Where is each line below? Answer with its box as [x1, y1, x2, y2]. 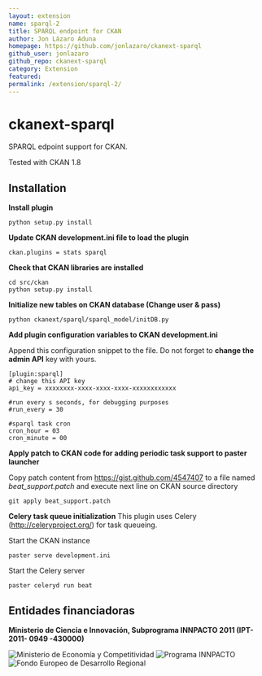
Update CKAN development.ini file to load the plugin [8, 233, 190, 242]
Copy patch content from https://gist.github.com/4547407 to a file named [8, 473, 255, 482]
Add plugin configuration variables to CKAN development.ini [8, 330, 218, 340]
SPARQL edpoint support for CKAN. [8, 142, 128, 151]
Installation [8, 181, 67, 195]
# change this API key [8, 377, 85, 386]
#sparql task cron [8, 420, 71, 428]
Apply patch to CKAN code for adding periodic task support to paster [8, 448, 247, 458]
